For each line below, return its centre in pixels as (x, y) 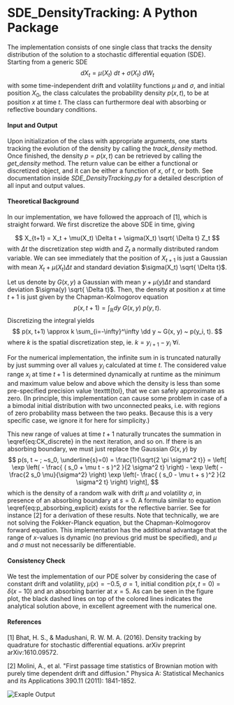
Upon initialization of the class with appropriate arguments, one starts (107, 140)
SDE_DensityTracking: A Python (102, 13)
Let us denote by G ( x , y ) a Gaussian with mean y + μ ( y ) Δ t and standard (109, 282)
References (24, 622)
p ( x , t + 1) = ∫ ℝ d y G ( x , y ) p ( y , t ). (117, 309)
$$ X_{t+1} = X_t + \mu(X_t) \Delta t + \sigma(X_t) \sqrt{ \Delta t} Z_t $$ (117, 238)
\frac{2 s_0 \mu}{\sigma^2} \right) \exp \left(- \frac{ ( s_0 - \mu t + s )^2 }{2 (117, 474)
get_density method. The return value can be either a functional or (103, 163)
